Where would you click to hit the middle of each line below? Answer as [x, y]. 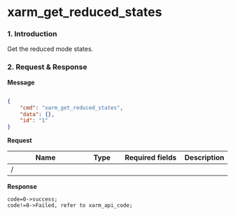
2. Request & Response [47, 67]
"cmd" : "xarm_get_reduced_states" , [72, 108]
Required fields [151, 157]
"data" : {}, [37, 114]
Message [21, 82]
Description [204, 157]
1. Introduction [32, 34]
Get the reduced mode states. [50, 49]
